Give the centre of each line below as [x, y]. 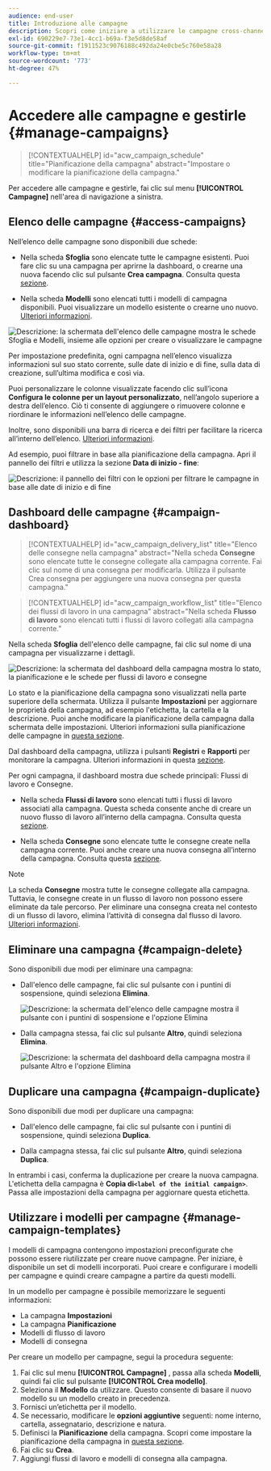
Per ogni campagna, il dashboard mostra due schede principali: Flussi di [128, 776]
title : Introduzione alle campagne [68, 23]
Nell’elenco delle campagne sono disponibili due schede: [103, 241]
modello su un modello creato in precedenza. [95, 1398]
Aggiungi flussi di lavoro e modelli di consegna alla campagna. [124, 1458]
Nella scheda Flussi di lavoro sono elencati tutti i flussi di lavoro [126, 800]
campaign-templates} [65, 1231]
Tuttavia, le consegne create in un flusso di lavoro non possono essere [126, 899]
